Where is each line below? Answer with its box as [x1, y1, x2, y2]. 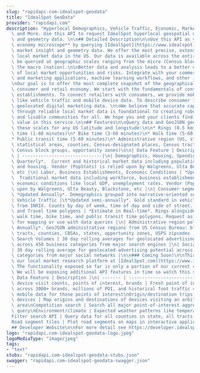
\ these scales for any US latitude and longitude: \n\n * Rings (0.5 [11, 125, 185, 131]
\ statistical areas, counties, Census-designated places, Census [11, 141, 180, 148]
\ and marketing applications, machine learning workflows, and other [11, 75, 190, 81]
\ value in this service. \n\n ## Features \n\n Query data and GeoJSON [11, 120, 185, 126]
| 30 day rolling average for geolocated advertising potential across [11, 247, 193, 253]
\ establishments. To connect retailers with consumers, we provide [11, 92, 185, 98]
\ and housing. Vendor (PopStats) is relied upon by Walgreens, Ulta [11, 164, 187, 170]
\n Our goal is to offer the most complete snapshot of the [11, 81, 161, 87]
